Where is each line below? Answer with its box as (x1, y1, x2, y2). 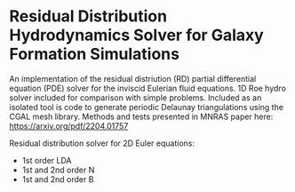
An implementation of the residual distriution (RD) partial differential (9, 73, 257, 84)
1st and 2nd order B (21, 173, 94, 184)
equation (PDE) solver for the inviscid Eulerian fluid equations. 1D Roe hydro (9, 83, 287, 93)
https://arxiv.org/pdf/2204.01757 (9, 120, 129, 131)
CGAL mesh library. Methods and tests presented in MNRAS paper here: (9, 111, 274, 122)
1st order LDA (21, 155, 72, 165)
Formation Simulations (9, 44, 180, 64)
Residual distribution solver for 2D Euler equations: (9, 138, 195, 148)
